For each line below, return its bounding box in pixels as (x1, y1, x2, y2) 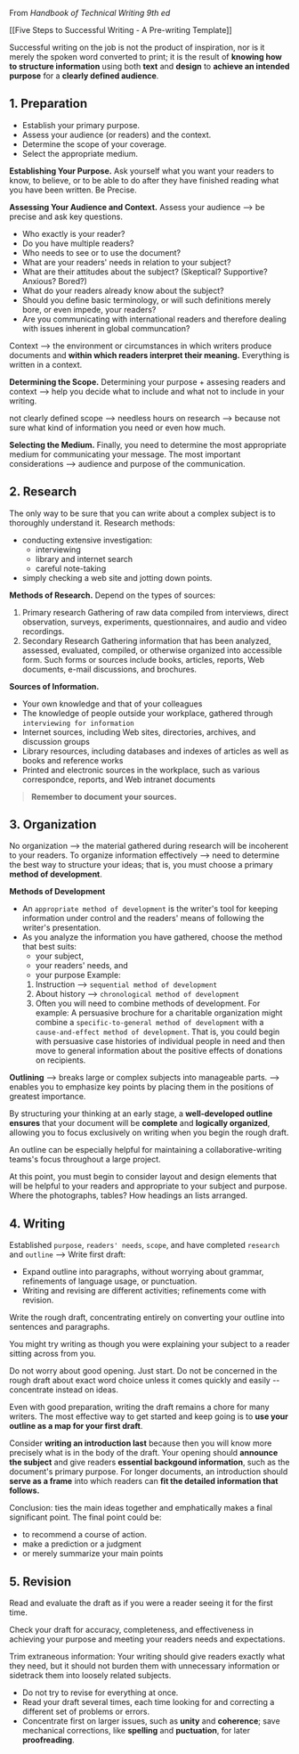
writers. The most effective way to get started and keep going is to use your (9, 1411, 289, 1422)
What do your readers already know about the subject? (21, 285, 224, 296)
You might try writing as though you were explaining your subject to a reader (9, 1339, 290, 1350)
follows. (9, 1485, 40, 1496)
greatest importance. (9, 1091, 86, 1102)
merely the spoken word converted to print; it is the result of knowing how (9, 52, 282, 61)
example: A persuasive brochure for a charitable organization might (35, 1008, 283, 1018)
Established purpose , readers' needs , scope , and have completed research (9, 1240, 280, 1251)
